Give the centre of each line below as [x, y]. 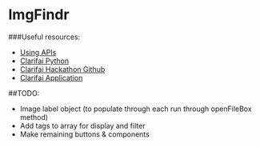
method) [34, 117]
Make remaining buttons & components [84, 134]
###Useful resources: [44, 37]
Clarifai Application [51, 77]
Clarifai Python [44, 61]
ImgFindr [39, 15]
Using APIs [38, 52]
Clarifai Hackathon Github [62, 69]
